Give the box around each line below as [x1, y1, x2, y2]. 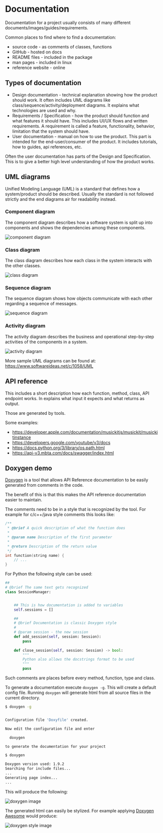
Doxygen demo [5, 464, 52, 472]
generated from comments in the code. [5, 482, 84, 488]
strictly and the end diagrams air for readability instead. [5, 196, 117, 202]
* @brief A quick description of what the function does [7, 525, 125, 531]
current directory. [5, 695, 41, 701]
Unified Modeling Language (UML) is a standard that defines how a [5, 186, 140, 191]
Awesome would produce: [5, 813, 58, 819]
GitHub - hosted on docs [12, 49, 62, 55]
